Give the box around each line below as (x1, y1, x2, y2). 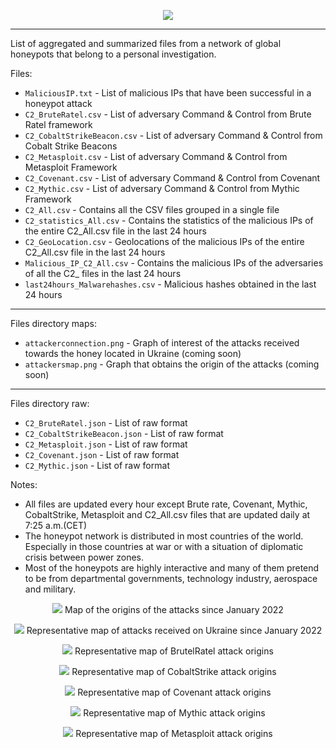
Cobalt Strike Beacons (24, 140, 118, 152)
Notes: (10, 479, 38, 490)
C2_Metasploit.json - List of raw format (24, 438, 188, 450)
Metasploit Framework (24, 161, 118, 173)
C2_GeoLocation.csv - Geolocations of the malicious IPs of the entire (24, 236, 305, 247)
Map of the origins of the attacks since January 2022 (64, 604, 284, 615)
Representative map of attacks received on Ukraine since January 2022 (26, 625, 323, 636)
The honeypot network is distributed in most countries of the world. (24, 530, 304, 542)
